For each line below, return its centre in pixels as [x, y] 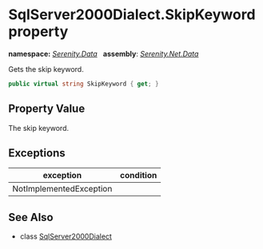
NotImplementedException [62, 189]
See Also [31, 217]
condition [138, 176]
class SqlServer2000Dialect [66, 236]
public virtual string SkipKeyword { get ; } [84, 84]
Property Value [47, 109]
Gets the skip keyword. [46, 69]
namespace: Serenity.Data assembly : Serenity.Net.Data [104, 53]
